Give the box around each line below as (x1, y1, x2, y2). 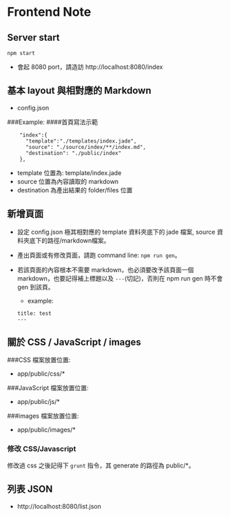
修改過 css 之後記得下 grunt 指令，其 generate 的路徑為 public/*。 (7, 461, 195, 469)
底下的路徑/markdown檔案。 (29, 236, 110, 245)
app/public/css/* (17, 369, 65, 378)
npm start (7, 50, 36, 57)
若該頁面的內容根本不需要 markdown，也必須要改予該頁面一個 (17, 265, 194, 274)
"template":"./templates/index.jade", (25, 137, 137, 145)
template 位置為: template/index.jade (17, 168, 122, 176)
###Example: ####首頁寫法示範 (7, 118, 98, 126)
